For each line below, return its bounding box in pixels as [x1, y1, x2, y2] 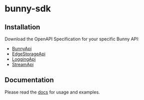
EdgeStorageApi [11, 51, 46, 57]
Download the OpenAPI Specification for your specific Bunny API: [4, 36, 140, 42]
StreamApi [11, 62, 34, 67]
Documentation [4, 76, 54, 85]
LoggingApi [11, 56, 36, 62]
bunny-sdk [4, 3, 51, 14]
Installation [4, 23, 40, 31]
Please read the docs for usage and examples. [4, 89, 100, 95]
